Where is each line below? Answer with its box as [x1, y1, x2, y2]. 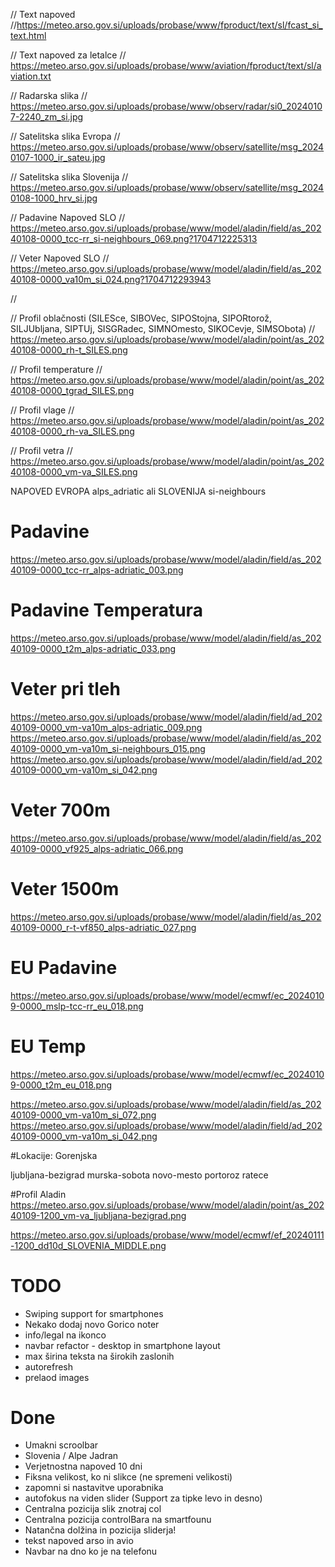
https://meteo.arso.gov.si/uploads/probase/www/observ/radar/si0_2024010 [10, 100, 323, 112]
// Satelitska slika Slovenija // [10, 171, 129, 183]
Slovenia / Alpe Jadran [24, 1450, 119, 1462]
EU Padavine [10, 956, 118, 979]
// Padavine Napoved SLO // [10, 212, 126, 223]
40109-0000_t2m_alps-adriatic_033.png [10, 642, 177, 654]
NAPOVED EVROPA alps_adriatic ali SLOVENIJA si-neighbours [10, 485, 267, 497]
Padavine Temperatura [10, 599, 203, 622]
